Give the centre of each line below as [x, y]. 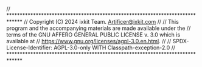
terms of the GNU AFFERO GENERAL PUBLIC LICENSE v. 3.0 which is [93, 35]
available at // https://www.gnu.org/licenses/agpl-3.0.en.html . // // [89, 41]
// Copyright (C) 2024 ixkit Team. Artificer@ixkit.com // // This [102, 22]
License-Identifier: [30, 48]
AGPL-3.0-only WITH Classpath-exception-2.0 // [114, 48]
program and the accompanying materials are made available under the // [99, 28]
